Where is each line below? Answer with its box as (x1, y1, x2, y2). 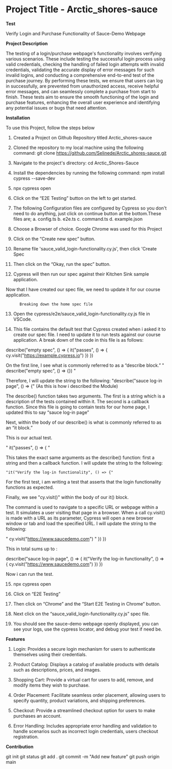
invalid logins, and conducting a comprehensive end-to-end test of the (6, 72, 155, 78)
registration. (13, 734, 39, 740)
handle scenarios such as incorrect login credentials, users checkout (13, 728, 159, 734)
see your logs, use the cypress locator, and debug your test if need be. (13, 626, 162, 632)
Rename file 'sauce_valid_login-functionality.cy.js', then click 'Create (13, 245, 157, 252)
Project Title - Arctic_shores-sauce (6, 4, 158, 15)
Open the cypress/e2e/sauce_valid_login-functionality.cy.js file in (13, 310, 150, 317)
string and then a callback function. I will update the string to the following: (6, 460, 163, 466)
